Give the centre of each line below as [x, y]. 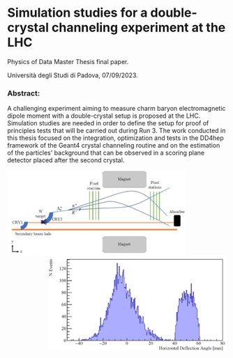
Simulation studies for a [77, 13]
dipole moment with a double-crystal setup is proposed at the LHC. [104, 116]
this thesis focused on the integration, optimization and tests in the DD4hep [116, 138]
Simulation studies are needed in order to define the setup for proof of [108, 123]
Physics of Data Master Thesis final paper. [68, 61]
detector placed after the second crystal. [66, 160]
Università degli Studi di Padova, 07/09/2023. [73, 75]
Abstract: [24, 93]
